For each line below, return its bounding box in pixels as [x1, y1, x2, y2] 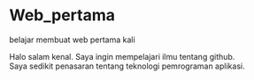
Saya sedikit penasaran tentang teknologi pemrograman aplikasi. [9, 61, 245, 71]
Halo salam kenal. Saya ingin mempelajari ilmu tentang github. [9, 51, 235, 62]
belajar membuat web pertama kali [9, 34, 135, 45]
